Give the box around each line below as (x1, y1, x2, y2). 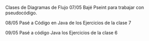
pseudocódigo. (5, 10, 37, 16)
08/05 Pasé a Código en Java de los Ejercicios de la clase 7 (5, 20, 132, 26)
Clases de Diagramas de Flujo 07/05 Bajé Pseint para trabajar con (5, 5, 144, 10)
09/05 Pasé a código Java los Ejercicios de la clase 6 (5, 30, 118, 35)
